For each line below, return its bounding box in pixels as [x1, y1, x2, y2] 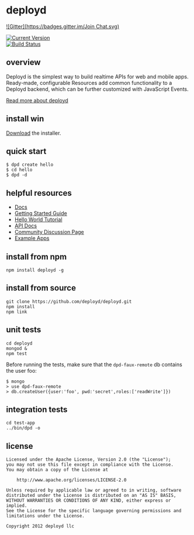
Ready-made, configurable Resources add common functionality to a [6, 79, 172, 86]
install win [6, 114, 44, 124]
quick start [6, 146, 47, 156]
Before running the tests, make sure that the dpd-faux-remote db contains [6, 361, 182, 368]
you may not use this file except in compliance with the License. [6, 462, 174, 468]
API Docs [14, 222, 37, 229]
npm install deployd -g [6, 267, 64, 273]
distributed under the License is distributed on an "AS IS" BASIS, [6, 493, 176, 499]
